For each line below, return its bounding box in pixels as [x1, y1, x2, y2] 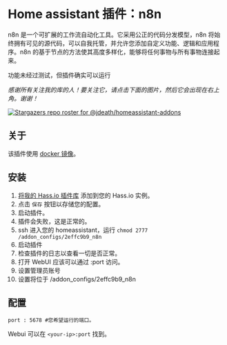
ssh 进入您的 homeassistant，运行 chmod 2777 [17, 226, 148, 234]
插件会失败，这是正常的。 [17, 217, 91, 225]
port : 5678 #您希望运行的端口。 [8, 317, 95, 324]
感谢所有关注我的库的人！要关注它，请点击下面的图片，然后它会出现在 [8, 86, 208, 94]
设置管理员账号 [17, 266, 61, 275]
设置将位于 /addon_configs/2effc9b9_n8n [17, 275, 137, 283]
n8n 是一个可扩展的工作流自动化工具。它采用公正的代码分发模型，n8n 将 [8, 30, 215, 39]
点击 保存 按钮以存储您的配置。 [17, 199, 105, 208]
